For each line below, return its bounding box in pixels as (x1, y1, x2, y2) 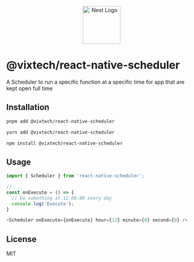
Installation (6, 102, 50, 113)
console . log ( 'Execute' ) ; (11, 200, 74, 207)
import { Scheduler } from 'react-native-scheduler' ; (6, 173, 145, 179)
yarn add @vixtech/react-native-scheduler (6, 129, 115, 136)
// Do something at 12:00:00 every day (11, 195, 112, 201)
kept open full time (6, 85, 53, 92)
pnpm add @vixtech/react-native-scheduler (6, 118, 115, 124)
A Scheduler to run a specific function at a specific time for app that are (6, 78, 185, 85)
